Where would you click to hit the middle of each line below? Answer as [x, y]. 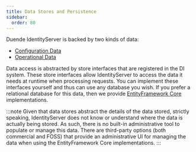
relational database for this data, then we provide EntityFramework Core [94, 94]
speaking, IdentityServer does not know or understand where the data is [94, 118]
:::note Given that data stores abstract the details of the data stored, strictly [98, 111]
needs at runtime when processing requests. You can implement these [92, 81]
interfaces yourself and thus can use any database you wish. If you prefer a [98, 88]
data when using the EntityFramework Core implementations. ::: [83, 143]
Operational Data [35, 57]
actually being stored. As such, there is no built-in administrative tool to [93, 124]
